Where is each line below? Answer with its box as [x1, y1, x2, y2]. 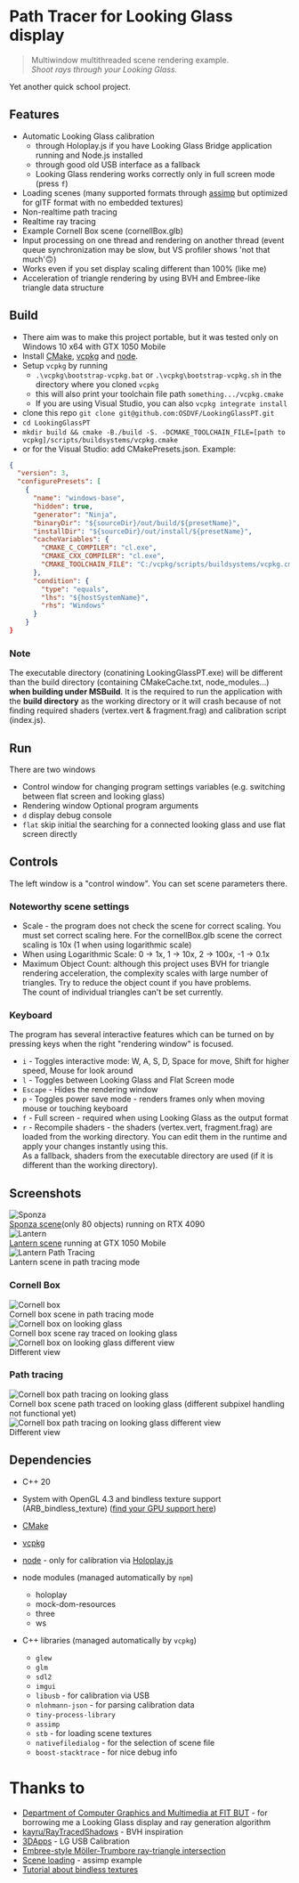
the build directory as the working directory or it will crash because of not [9, 696, 282, 707]
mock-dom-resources [35, 1598, 117, 1609]
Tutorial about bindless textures [21, 1863, 139, 1875]
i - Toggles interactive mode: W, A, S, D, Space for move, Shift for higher [21, 1056, 289, 1067]
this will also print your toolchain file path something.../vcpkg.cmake [35, 388, 284, 399]
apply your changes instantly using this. [21, 1141, 169, 1152]
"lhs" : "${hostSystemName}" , [41, 593, 149, 602]
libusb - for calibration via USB [35, 1690, 149, 1700]
